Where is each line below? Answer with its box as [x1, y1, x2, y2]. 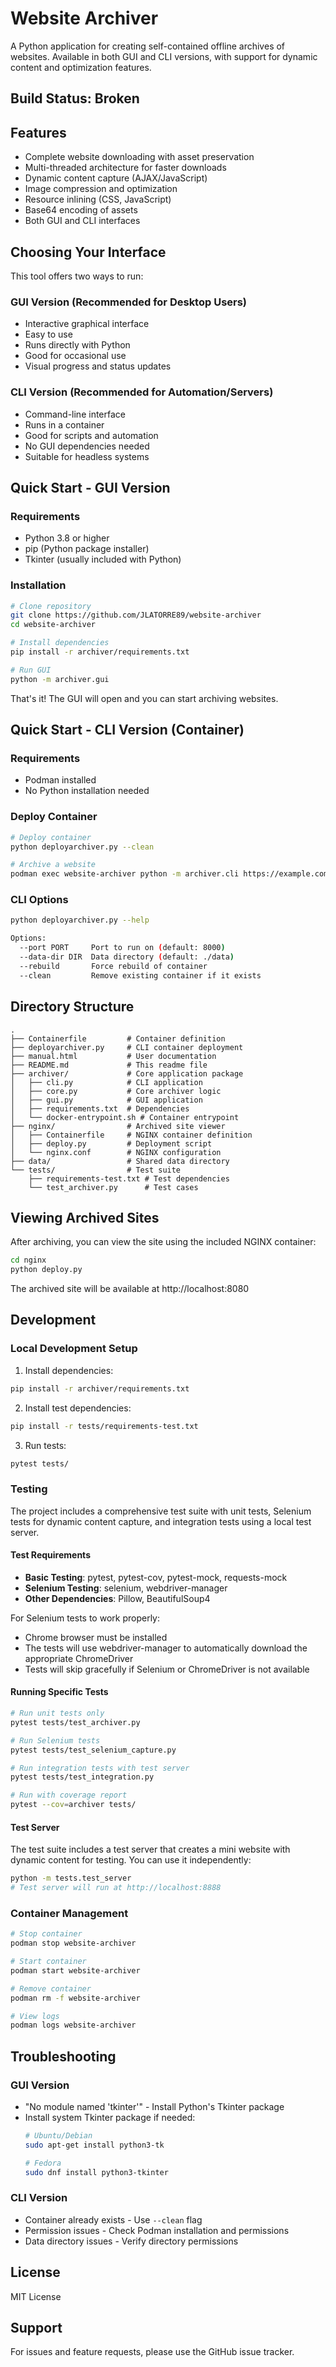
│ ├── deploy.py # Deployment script [10, 1138, 213, 1149]
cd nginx [10, 1255, 47, 1266]
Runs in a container [24, 418, 105, 431]
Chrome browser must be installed [24, 1631, 168, 1643]
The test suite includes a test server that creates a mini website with [10, 1843, 291, 1856]
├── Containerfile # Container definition [10, 1033, 226, 1044]
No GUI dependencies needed [24, 440, 150, 452]
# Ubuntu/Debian [24, 2131, 93, 2141]
